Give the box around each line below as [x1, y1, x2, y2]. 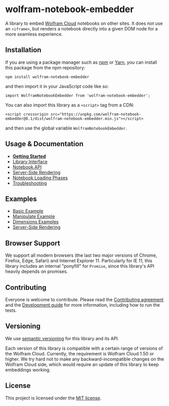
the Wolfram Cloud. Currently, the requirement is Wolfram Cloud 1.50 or [5, 350, 154, 356]
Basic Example [12, 208, 44, 214]
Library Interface [12, 158, 48, 165]
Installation [5, 46, 41, 54]
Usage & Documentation [5, 140, 83, 148]
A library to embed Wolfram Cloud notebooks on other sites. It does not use [5, 20, 163, 26]
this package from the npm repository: [5, 64, 86, 70]
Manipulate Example [12, 214, 55, 220]
